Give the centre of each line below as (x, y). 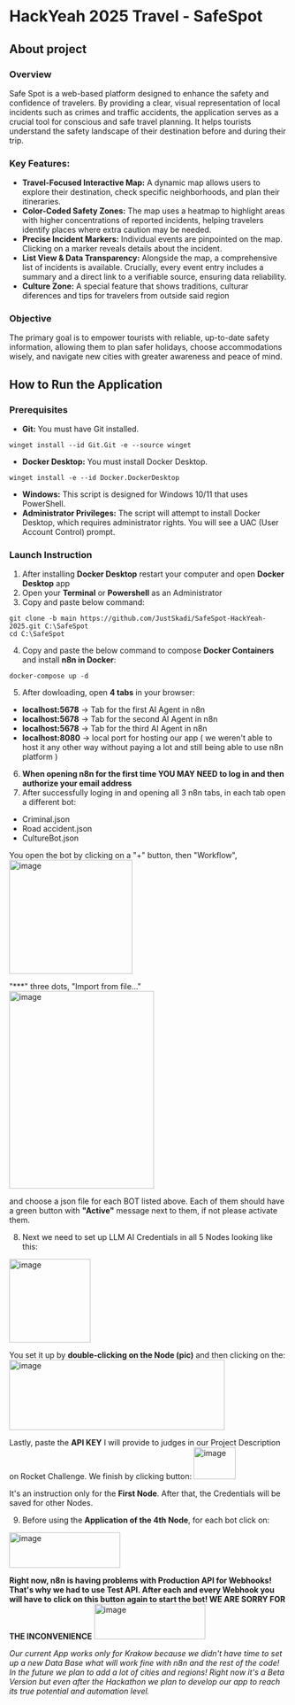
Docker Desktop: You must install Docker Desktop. (115, 461)
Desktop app (46, 584)
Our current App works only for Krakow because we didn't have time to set (146, 1654)
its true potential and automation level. (79, 1691)
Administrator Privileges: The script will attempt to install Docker (141, 513)
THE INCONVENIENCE (51, 1637)
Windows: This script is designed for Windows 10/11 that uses (135, 494)
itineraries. (42, 202)
